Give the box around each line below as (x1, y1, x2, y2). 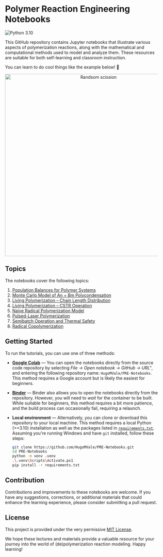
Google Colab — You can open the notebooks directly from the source (12, 360, 154, 366)
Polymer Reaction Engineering (5, 3, 130, 15)
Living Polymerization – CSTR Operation (12, 302, 92, 308)
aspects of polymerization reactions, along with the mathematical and (5, 44, 145, 50)
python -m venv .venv (12, 453, 56, 459)
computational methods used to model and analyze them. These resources (5, 50, 155, 55)
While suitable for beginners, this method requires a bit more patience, (12, 400, 153, 406)
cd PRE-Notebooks (12, 449, 48, 454)
